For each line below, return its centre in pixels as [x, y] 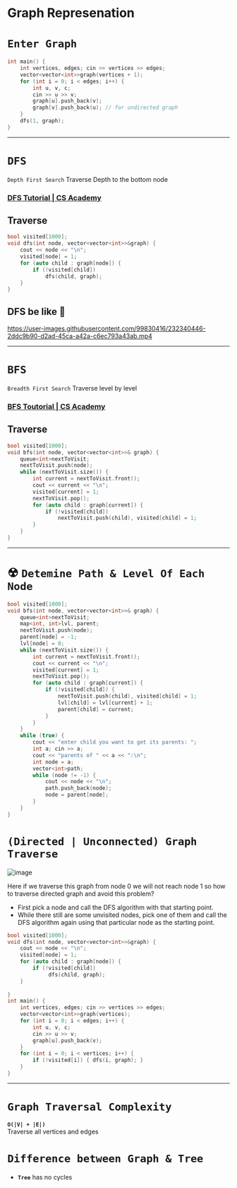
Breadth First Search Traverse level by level [72, 388]
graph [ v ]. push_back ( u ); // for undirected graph [105, 108]
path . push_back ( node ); [78, 788]
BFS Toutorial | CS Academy [56, 406]
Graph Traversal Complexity [90, 1107]
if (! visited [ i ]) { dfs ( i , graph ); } [88, 1060]
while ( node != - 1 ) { [65, 775]
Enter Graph [42, 44]
